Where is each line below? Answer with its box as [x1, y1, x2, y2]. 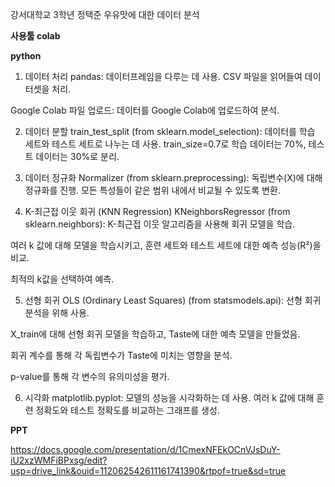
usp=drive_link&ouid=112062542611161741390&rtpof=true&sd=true [10, 465, 287, 477]
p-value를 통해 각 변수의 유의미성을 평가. [10, 371, 170, 382]
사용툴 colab [10, 30, 61, 42]
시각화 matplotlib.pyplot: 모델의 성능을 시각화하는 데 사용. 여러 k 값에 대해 [24, 392, 315, 403]
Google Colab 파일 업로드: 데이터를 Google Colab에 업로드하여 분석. [10, 104, 280, 116]
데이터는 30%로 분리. [35, 151, 120, 162]
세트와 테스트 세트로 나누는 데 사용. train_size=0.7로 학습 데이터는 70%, [24, 138, 307, 150]
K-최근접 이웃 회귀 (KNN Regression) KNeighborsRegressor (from [24, 206, 291, 217]
